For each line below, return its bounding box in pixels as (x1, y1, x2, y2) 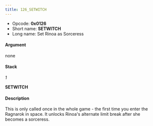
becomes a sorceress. (5, 116, 50, 122)
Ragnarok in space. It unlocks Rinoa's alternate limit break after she (5, 111, 140, 117)
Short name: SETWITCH (12, 25, 61, 32)
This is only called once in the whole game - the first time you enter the (5, 106, 148, 112)
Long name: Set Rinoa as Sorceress (12, 31, 84, 36)
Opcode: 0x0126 (12, 20, 47, 26)
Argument (5, 42, 26, 48)
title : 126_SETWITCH (5, 7, 47, 12)
